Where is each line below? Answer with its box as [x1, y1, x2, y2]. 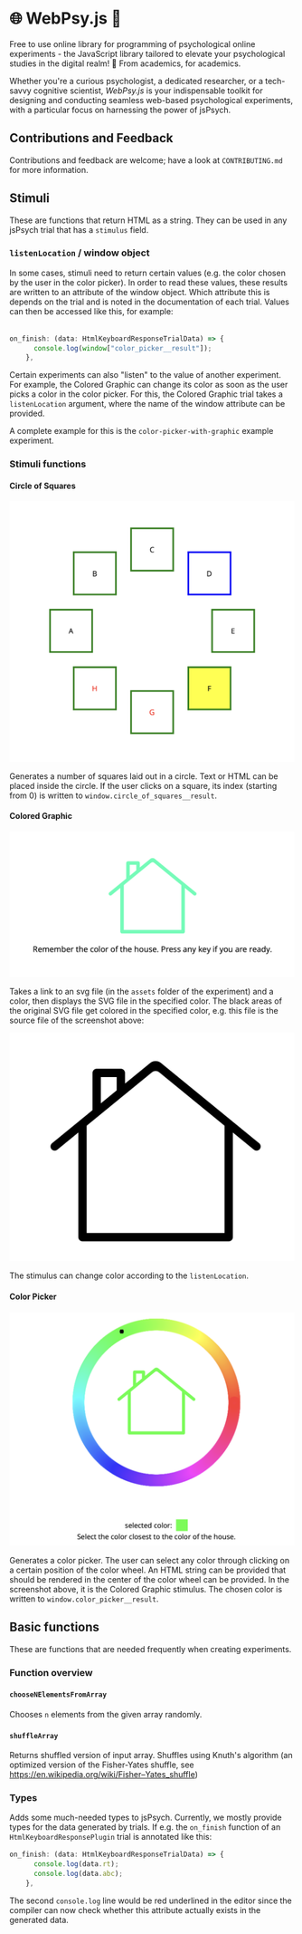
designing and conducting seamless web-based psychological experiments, [9, 94, 294, 105]
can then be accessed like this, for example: [9, 305, 174, 316]
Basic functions [9, 1620, 99, 1635]
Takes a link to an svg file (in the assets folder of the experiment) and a [9, 986, 274, 996]
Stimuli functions [9, 457, 87, 470]
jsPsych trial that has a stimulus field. [9, 224, 149, 235]
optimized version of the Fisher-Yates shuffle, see [9, 1759, 194, 1770]
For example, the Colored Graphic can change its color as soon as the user [9, 380, 288, 390]
